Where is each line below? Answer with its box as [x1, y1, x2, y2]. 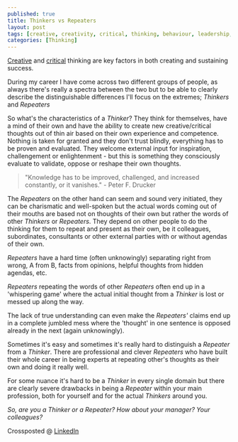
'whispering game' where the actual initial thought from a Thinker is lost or [7, 290, 225, 298]
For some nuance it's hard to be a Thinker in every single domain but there [7, 377, 225, 385]
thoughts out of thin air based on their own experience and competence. [7, 129, 220, 138]
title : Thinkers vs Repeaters [7, 17, 97, 24]
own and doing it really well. [7, 363, 89, 372]
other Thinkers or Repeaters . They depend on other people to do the [7, 217, 208, 226]
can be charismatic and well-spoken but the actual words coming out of [7, 202, 217, 210]
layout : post [7, 23, 46, 31]
